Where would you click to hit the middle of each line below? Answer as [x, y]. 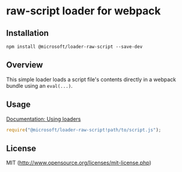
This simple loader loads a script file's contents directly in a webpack [91, 79]
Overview [25, 65]
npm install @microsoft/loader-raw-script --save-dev [75, 47]
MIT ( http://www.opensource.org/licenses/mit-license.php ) [79, 163]
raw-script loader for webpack [84, 11]
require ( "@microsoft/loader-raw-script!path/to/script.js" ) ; [84, 130]
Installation [27, 33]
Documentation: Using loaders [44, 119]
